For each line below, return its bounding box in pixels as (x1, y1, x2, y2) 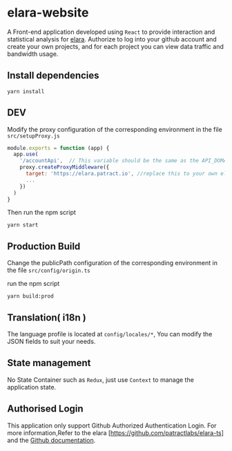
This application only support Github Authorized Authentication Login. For (7, 421, 217, 430)
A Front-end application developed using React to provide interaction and (7, 28, 215, 36)
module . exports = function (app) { (7, 144, 110, 151)
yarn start (7, 222, 39, 229)
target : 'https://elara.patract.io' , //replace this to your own (25, 171, 217, 177)
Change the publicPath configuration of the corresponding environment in (7, 259, 217, 267)
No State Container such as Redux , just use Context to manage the (7, 375, 195, 384)
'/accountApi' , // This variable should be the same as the (19, 157, 199, 164)
